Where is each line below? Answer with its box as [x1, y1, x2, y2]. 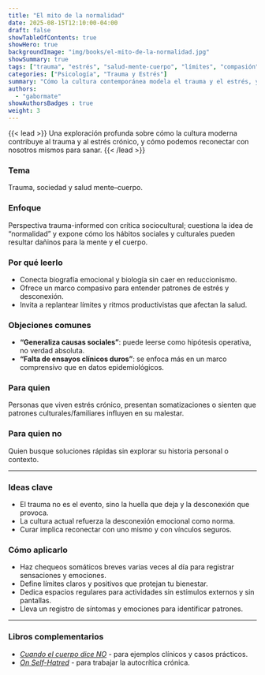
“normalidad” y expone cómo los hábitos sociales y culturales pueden [8, 229, 235, 238]
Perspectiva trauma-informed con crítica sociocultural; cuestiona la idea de [8, 220, 254, 229]
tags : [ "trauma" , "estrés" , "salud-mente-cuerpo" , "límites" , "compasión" [8, 63, 259, 71]
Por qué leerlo [8, 257, 63, 268]
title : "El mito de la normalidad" [8, 11, 125, 20]
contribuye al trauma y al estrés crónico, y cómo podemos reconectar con [8, 137, 249, 146]
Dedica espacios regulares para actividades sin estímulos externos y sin [19, 587, 255, 597]
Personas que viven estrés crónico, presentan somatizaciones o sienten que [8, 400, 256, 410]
